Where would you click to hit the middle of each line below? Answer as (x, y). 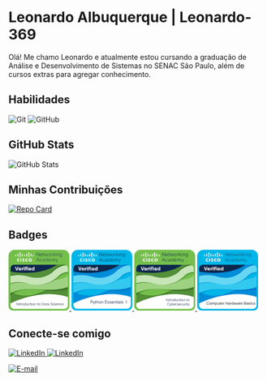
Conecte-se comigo (60, 334)
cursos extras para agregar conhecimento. (80, 74)
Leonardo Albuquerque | (93, 17)
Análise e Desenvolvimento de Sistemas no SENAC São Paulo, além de (127, 66)
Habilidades (39, 100)
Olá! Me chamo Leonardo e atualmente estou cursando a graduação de (128, 57)
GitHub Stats (41, 145)
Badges (28, 235)
